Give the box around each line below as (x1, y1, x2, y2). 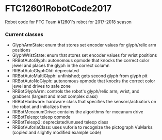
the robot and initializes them (12, 104, 70, 109)
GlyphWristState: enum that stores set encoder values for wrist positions (12, 52, 157, 58)
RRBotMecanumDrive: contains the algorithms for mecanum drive (12, 109, 144, 115)
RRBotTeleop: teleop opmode (12, 114, 71, 120)
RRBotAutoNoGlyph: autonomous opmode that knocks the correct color (12, 78, 156, 84)
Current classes (5, 31, 44, 38)
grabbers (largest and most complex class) (12, 93, 98, 99)
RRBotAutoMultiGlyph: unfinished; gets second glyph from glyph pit (12, 73, 148, 79)
